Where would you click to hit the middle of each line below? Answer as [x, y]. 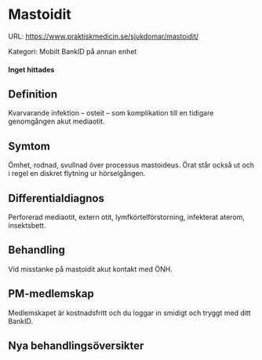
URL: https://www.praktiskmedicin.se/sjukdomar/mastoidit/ [104, 36]
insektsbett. [27, 225]
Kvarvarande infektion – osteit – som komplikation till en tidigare [111, 113]
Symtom [29, 146]
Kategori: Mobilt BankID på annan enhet [73, 51]
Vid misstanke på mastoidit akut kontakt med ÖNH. [90, 269]
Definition [33, 94]
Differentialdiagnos [56, 198]
